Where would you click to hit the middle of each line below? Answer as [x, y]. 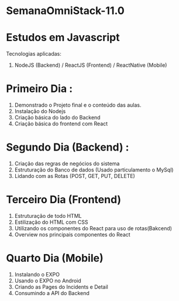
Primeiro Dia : [39, 89]
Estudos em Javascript [63, 38]
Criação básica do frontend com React [61, 124]
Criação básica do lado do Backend [57, 118]
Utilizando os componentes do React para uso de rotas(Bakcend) [93, 228]
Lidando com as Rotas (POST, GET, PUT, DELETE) [75, 176]
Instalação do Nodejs [40, 111]
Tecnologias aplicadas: [34, 54]
